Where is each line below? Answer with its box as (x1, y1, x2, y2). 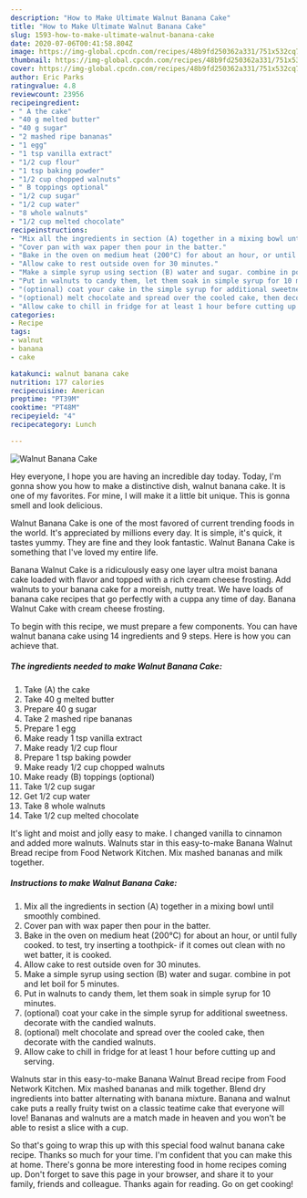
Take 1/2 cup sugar (23, 781, 96, 792)
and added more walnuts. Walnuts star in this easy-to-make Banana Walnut (10, 837, 292, 849)
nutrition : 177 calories (10, 378, 105, 387)
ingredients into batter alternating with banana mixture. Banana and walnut (10, 1092, 291, 1104)
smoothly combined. (23, 910, 101, 922)
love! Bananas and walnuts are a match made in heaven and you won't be (10, 1112, 286, 1123)
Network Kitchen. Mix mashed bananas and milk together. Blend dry (10, 1083, 267, 1094)
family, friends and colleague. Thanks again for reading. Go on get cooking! (10, 1178, 294, 1189)
